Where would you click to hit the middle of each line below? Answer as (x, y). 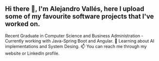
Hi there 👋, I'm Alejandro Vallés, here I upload (75, 9)
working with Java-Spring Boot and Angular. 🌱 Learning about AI (90, 41)
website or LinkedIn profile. (32, 53)
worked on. (23, 24)
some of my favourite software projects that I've (79, 17)
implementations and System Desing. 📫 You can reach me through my (76, 46)
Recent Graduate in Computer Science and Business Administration (73, 36)
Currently (15, 41)
